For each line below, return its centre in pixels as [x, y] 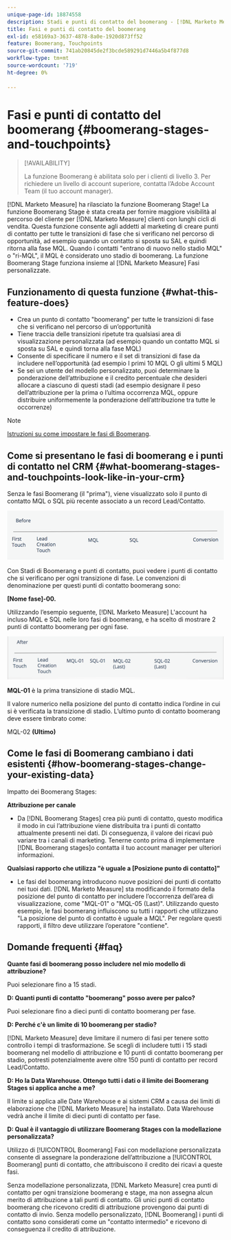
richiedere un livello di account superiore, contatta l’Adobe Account [119, 184]
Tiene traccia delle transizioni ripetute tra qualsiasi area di [99, 334]
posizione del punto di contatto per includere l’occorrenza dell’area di [115, 896]
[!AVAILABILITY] [47, 163]
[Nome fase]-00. [32, 599]
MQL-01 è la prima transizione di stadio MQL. [71, 690]
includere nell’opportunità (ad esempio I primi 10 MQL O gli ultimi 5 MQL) [120, 363]
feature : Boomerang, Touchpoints [55, 44]
